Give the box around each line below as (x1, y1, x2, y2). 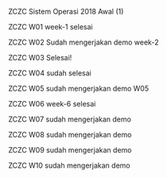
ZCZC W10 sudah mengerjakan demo (8, 161, 130, 170)
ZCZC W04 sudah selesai (8, 68, 91, 78)
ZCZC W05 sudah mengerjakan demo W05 (8, 83, 150, 93)
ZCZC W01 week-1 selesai (8, 22, 93, 31)
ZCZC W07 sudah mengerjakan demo (8, 114, 131, 124)
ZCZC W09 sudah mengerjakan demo (8, 145, 132, 154)
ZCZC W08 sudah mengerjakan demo (8, 130, 132, 139)
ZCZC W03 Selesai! (8, 53, 72, 62)
